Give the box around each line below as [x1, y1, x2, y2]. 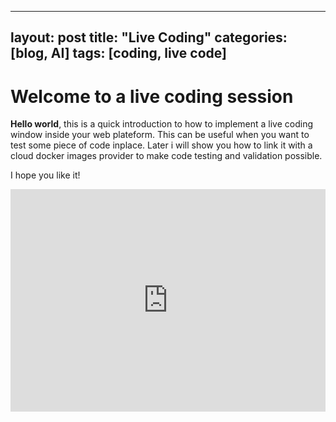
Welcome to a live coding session [10, 85, 294, 108]
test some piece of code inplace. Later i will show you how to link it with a [10, 139, 313, 151]
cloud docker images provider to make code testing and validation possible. [10, 150, 323, 162]
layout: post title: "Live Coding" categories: [10, 29, 288, 46]
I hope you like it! [10, 169, 81, 181]
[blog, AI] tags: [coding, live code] [10, 45, 227, 62]
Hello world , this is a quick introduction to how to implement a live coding [10, 118, 313, 130]
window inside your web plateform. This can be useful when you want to [10, 129, 310, 141]
